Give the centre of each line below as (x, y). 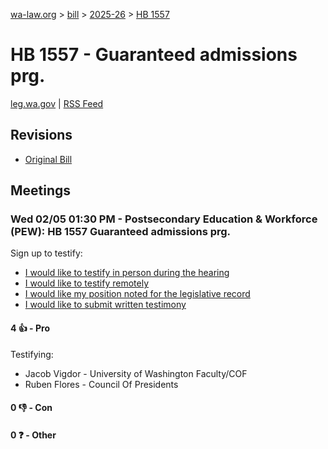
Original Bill (48, 159)
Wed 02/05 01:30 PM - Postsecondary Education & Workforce (164, 219)
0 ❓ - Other (33, 435)
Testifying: (32, 354)
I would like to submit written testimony (105, 305)
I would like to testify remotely (87, 283)
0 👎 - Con (31, 408)
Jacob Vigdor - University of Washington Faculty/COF (136, 373)
